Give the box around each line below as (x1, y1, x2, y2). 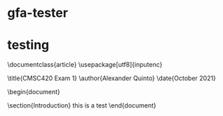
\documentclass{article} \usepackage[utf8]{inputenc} (7, 60, 163, 69)
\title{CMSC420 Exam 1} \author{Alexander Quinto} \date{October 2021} (7, 74, 216, 82)
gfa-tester (7, 5, 69, 21)
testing (7, 37, 50, 53)
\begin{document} (7, 88, 61, 96)
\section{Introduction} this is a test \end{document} (7, 101, 156, 110)
